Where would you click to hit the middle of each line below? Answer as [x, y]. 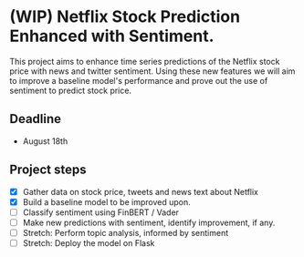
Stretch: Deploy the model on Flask [89, 242]
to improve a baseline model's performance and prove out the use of [139, 80]
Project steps [48, 170]
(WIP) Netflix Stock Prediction [125, 17]
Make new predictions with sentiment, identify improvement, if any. [149, 222]
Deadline [36, 119]
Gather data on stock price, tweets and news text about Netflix [140, 191]
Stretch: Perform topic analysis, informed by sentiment [126, 232]
